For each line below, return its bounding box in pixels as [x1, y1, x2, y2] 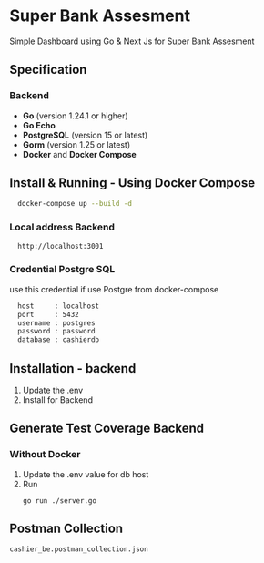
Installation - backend [9, 361, 137, 376]
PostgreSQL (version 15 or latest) [22, 129, 148, 140]
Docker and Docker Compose [22, 148, 137, 159]
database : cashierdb [17, 335, 100, 344]
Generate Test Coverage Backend [9, 421, 205, 436]
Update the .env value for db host [22, 468, 149, 479]
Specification [9, 62, 87, 77]
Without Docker [9, 448, 81, 461]
